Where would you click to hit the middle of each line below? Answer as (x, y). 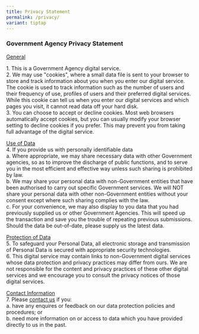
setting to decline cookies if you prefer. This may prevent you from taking (96, 125)
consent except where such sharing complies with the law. (78, 200)
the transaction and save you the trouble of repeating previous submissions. (99, 219)
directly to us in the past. (37, 324)
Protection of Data (29, 237)
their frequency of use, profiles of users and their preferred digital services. (99, 94)
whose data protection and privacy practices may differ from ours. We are (97, 262)
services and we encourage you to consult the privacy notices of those (93, 275)
